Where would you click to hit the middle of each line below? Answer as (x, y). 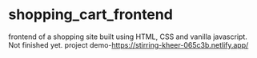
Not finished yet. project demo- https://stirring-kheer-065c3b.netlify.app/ (128, 44)
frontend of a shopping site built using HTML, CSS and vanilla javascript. (128, 37)
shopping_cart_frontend (91, 15)
